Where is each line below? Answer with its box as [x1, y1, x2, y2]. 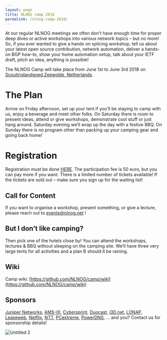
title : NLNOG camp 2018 [5, 12, 55, 17]
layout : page [5, 7, 32, 12]
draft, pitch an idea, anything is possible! [5, 57, 89, 63]
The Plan [5, 89, 42, 100]
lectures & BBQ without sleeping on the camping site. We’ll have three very [5, 243, 159, 249]
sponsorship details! [5, 320, 47, 326]
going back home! [5, 132, 42, 138]
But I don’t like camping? [5, 224, 84, 233]
